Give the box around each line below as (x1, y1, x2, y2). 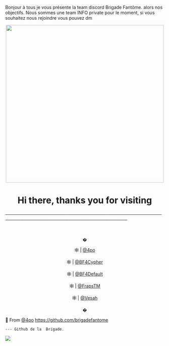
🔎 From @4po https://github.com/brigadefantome (5, 317, 108, 323)
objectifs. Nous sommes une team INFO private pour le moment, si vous (5, 10, 155, 16)
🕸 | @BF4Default (66, 271, 103, 277)
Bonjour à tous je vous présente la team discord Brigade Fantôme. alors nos (5, 5, 163, 10)
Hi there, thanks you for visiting (17, 195, 152, 206)
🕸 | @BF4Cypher (66, 259, 103, 265)
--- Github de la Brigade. (5, 326, 65, 332)
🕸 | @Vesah (72, 295, 98, 301)
